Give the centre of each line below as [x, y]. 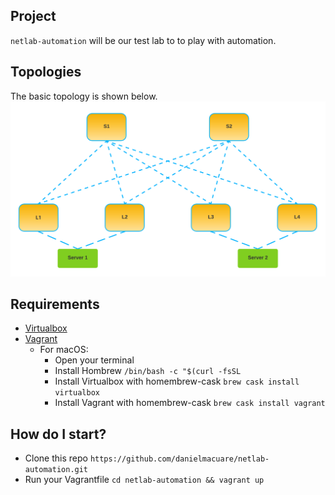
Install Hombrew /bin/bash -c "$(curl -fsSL [148, 371]
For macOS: [64, 350]
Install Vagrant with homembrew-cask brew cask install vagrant [190, 403]
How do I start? [58, 434]
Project [33, 16]
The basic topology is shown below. [84, 96]
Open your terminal [94, 360]
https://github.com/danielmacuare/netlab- [179, 459]
